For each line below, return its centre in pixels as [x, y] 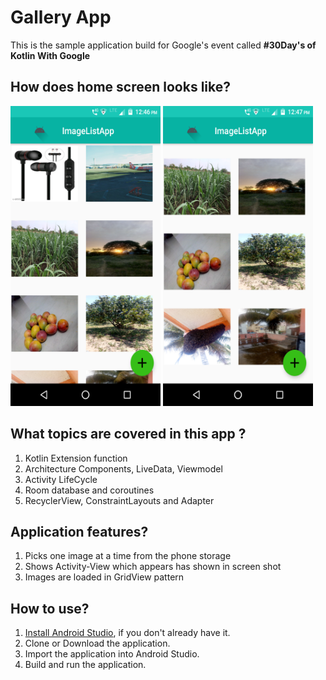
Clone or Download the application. [97, 643]
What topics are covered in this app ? [128, 434]
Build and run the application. [85, 665]
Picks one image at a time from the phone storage [128, 556]
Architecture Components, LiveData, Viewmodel [123, 468]
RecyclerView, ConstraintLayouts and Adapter [119, 500]
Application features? [79, 531]
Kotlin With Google [50, 55]
